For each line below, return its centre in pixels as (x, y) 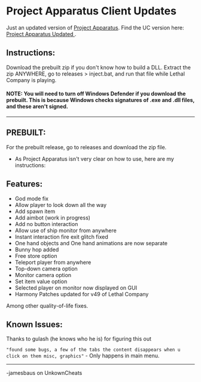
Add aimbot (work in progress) (53, 218)
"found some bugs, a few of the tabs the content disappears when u (93, 350)
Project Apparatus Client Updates (91, 11)
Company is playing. (31, 80)
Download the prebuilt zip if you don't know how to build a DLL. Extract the (99, 67)
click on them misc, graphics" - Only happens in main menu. (83, 356)
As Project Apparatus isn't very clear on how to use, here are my (95, 159)
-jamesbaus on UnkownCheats (44, 373)
